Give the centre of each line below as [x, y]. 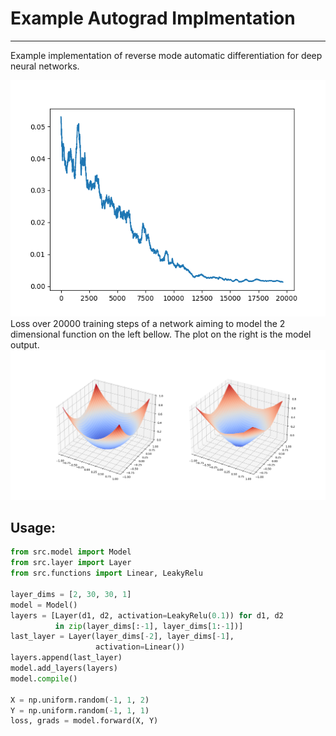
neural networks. [45, 66]
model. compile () [44, 678]
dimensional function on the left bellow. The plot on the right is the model [161, 334]
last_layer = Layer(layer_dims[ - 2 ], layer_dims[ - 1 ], [122, 637]
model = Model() [44, 605]
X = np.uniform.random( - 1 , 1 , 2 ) [80, 700]
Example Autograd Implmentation [153, 18]
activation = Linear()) [140, 647]
